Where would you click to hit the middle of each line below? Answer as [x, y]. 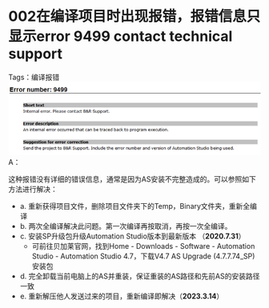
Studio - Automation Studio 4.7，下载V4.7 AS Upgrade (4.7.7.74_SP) [143, 256]
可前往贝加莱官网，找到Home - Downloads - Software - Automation [143, 246]
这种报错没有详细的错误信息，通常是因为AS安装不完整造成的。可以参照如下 [132, 179]
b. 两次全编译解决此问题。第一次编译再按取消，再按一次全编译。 [126, 226]
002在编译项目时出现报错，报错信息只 [134, 16]
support [35, 54]
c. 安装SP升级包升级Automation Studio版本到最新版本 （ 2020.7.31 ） [132, 236]
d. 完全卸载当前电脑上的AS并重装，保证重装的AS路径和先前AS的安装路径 [140, 276]
